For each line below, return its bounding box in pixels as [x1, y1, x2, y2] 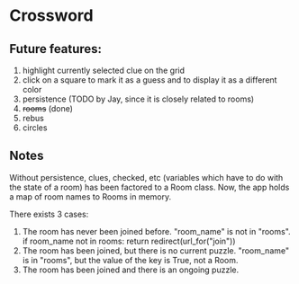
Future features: [9, 41, 102, 57]
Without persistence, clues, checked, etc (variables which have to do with [9, 172, 284, 182]
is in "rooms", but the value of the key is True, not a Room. [22, 254, 239, 265]
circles [22, 122, 48, 133]
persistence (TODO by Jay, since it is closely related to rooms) [22, 93, 255, 104]
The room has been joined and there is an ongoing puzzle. [22, 264, 240, 275]
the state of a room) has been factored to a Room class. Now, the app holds [9, 182, 290, 192]
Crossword [9, 5, 94, 26]
